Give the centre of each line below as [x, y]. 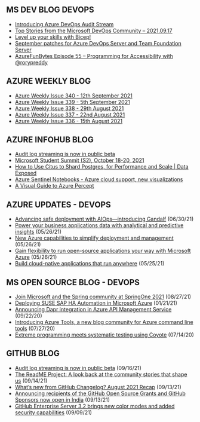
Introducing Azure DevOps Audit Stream [64, 24]
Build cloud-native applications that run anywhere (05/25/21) [90, 264]
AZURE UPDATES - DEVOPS [59, 205]
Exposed [26, 173]
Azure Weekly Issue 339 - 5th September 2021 [72, 102]
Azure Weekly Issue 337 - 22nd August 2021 [70, 114]
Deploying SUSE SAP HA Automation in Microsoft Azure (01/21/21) [96, 303]
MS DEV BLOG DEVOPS [50, 10]
